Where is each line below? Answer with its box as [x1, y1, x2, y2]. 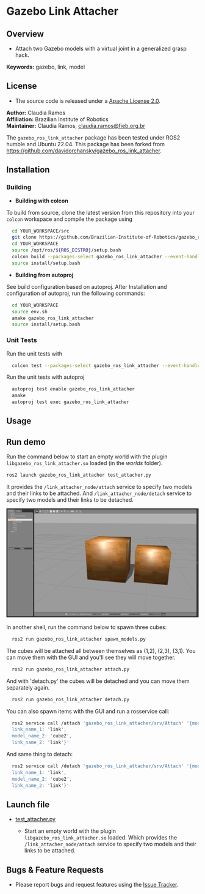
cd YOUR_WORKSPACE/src [12, 228, 70, 234]
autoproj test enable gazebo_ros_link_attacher [12, 386, 135, 392]
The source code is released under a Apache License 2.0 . [15, 97, 160, 105]
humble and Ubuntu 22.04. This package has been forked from [6, 140, 165, 147]
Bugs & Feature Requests [6, 865, 104, 875]
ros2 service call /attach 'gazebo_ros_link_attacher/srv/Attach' [12, 720, 184, 726]
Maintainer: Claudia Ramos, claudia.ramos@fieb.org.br [6, 122, 145, 129]
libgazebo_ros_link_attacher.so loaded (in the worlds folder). [6, 460, 163, 467]
